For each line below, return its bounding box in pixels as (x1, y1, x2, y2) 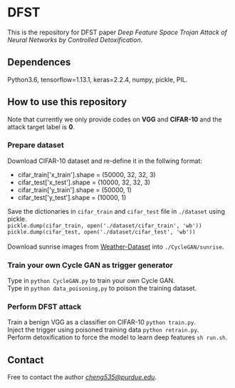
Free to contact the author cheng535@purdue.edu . (7, 373, 157, 382)
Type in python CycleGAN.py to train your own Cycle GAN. (7, 277, 176, 285)
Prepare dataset (7, 140, 64, 150)
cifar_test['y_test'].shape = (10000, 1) (17, 193, 127, 202)
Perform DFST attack (7, 302, 82, 312)
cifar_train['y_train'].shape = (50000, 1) (17, 185, 132, 194)
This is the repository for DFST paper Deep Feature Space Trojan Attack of (7, 28, 228, 36)
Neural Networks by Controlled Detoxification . (7, 35, 143, 44)
